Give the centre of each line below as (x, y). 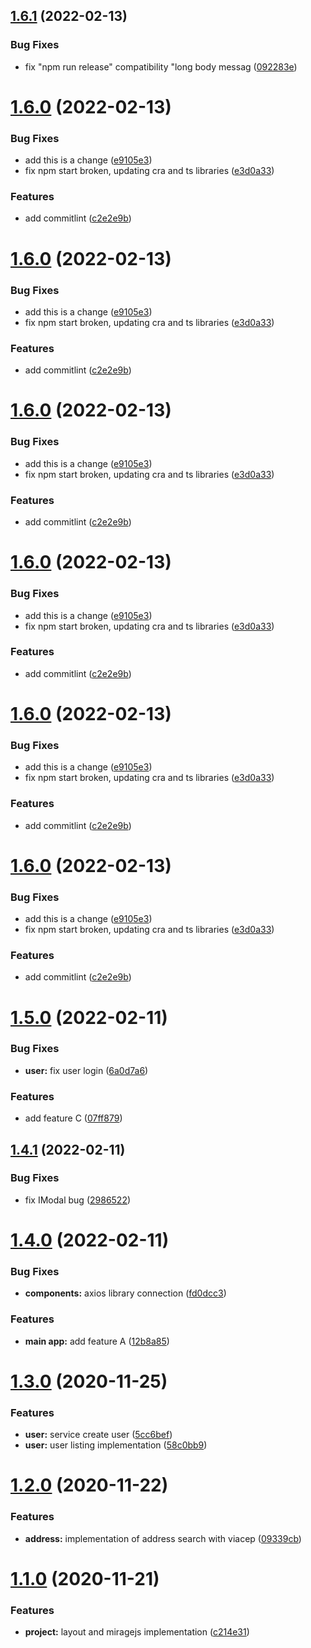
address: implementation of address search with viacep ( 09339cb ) (163, 1538)
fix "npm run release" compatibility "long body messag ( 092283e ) (161, 66)
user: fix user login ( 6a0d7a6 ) (86, 1070)
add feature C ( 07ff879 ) (73, 1118)
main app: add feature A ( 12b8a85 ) (97, 1341)
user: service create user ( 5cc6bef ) (98, 1435)
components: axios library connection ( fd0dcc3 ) (125, 1293)
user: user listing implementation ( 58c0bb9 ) (116, 1445)
